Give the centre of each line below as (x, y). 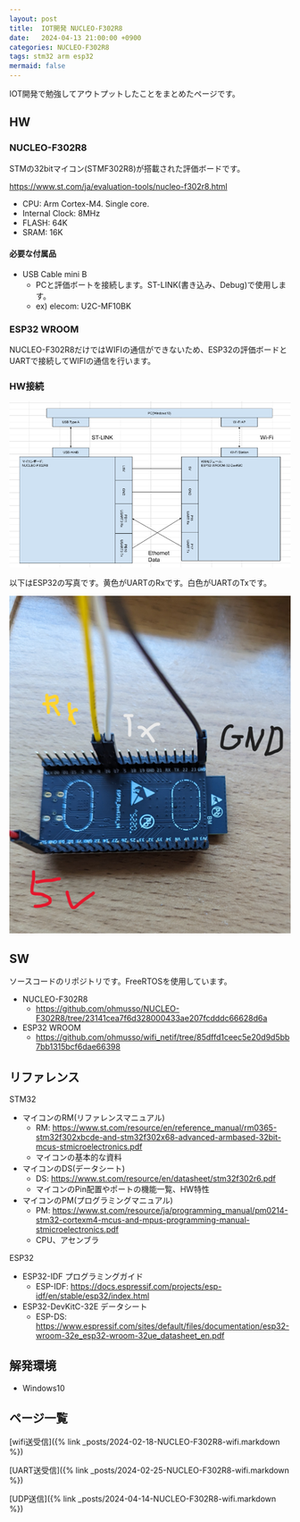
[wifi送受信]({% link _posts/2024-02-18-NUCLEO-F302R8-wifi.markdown (145, 1442)
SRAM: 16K (42, 232)
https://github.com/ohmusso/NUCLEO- (108, 1009)
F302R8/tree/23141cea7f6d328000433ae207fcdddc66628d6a (151, 1019)
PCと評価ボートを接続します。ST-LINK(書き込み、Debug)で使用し (157, 284)
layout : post (33, 19)
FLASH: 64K (45, 223)
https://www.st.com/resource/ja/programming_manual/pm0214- (170, 1210)
